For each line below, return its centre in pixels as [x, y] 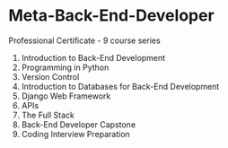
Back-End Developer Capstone [79, 124]
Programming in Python [65, 67]
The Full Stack [48, 115]
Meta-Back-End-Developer [111, 16]
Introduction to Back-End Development [93, 57]
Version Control [50, 76]
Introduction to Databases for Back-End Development [120, 86]
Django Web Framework [66, 96]
